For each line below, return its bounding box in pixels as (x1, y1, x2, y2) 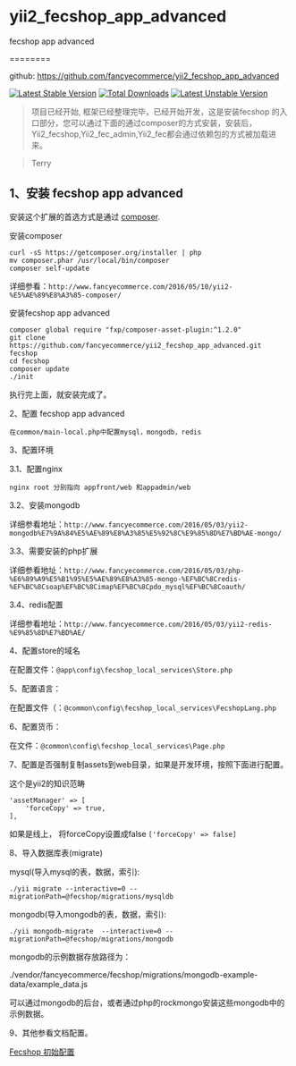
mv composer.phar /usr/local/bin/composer (9, 256, 170, 265)
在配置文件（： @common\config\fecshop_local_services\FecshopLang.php (9, 702, 277, 713)
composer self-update (9, 264, 90, 273)
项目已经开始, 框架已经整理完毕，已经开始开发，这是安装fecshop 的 (30, 106, 280, 117)
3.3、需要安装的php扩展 (9, 546, 98, 556)
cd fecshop (9, 356, 50, 366)
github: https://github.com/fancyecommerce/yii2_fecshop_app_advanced (9, 70, 280, 81)
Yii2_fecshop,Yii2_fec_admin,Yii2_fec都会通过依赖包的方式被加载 (30, 128, 269, 140)
